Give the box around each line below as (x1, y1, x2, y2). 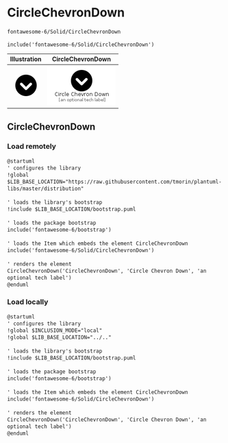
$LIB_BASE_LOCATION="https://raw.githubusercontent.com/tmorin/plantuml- (7, 178, 223, 185)
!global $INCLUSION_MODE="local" (7, 327, 103, 334)
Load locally (7, 297, 49, 307)
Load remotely (7, 141, 57, 151)
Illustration (10, 55, 42, 63)
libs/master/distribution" (7, 185, 84, 192)
